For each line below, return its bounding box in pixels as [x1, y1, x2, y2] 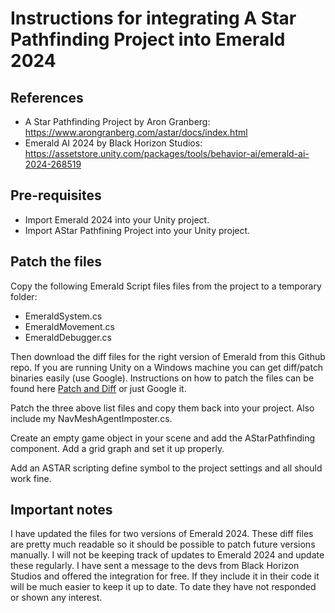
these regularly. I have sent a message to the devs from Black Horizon [10, 560, 300, 572]
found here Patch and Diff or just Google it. [10, 382, 187, 394]
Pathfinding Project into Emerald [10, 28, 286, 51]
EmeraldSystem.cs [24, 310, 103, 322]
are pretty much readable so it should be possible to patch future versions [10, 538, 316, 551]
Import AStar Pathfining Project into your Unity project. [24, 224, 251, 236]
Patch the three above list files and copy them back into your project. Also [10, 402, 315, 414]
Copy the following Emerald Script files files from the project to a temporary [10, 280, 322, 292]
